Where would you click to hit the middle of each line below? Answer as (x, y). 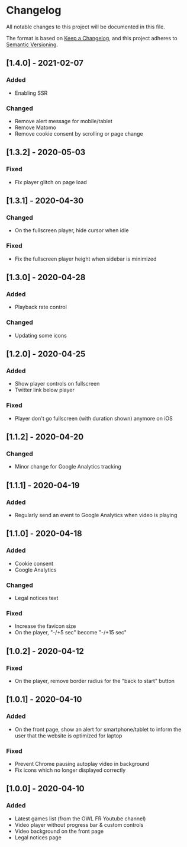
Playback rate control (41, 307)
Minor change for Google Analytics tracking (68, 467)
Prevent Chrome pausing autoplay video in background (82, 763)
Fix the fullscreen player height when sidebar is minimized (86, 259)
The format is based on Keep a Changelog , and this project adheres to (92, 38)
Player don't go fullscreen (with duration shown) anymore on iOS (93, 418)
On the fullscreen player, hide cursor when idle (72, 230)
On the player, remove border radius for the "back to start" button (95, 681)
